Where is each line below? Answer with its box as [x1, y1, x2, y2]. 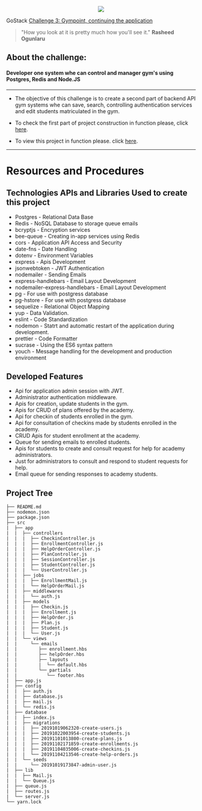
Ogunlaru [20, 35, 46, 42]
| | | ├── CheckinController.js [6, 536, 96, 542]
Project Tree [6, 488, 53, 498]
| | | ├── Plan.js [6, 620, 61, 626]
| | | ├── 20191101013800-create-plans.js [6, 736, 122, 742]
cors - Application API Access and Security [14, 238, 122, 246]
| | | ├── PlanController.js [6, 552, 87, 558]
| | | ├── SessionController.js [6, 557, 96, 563]
